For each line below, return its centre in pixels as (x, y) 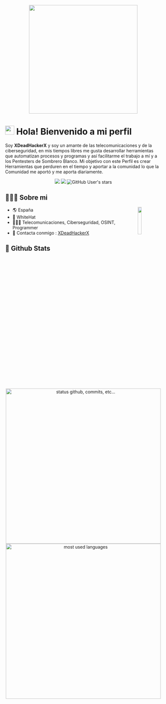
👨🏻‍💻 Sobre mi (27, 198)
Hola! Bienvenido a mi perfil (74, 132)
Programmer (25, 227)
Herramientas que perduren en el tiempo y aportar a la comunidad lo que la (82, 166)
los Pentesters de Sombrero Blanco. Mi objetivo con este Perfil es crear (78, 161)
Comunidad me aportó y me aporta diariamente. (54, 172)
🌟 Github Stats (28, 248)
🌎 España (23, 210)
